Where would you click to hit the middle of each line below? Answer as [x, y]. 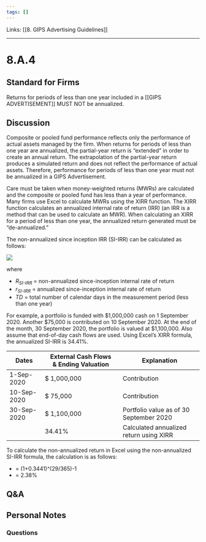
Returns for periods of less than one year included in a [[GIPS [84, 97]
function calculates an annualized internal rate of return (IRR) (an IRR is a [98, 208]
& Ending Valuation [81, 364]
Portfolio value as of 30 [156, 410]
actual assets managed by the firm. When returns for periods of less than [99, 144]
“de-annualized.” [28, 228]
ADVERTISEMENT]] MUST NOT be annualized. [65, 104]
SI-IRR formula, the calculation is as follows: [62, 457]
